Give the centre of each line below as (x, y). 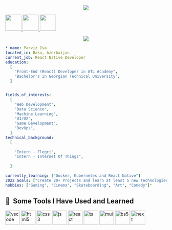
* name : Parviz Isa (26, 48)
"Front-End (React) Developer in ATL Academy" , (66, 72)
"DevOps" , (25, 128)
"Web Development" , (35, 104)
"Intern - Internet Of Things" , (49, 157)
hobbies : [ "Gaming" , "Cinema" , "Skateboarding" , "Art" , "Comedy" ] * (79, 185)
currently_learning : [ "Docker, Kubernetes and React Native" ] (73, 176)
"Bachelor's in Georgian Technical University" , (67, 77)
